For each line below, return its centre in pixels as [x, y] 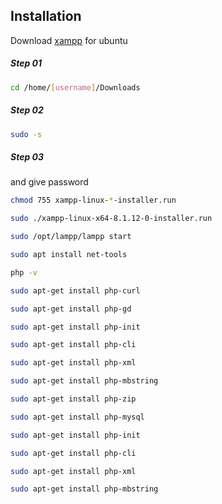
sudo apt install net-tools [69, 255]
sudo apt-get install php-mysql [77, 417]
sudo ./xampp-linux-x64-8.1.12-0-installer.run [111, 219]
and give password [49, 182]
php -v [24, 272]
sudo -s [26, 134]
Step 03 [27, 157]
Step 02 [27, 110]
